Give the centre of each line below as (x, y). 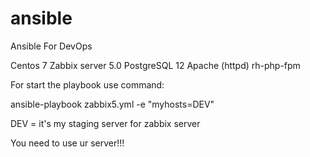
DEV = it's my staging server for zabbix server (105, 123)
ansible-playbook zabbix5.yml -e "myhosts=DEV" (112, 104)
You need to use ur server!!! (67, 143)
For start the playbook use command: (87, 84)
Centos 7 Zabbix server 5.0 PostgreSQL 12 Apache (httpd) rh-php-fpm (155, 65)
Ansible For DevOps (51, 46)
